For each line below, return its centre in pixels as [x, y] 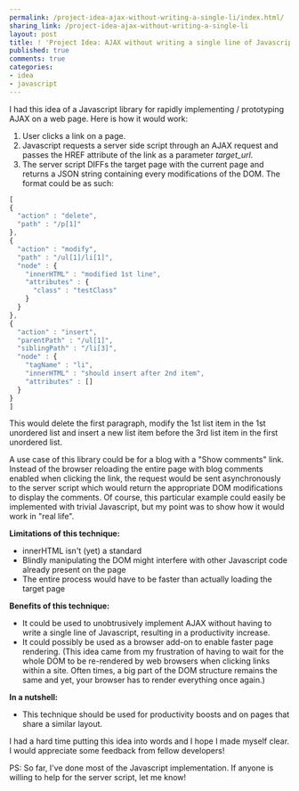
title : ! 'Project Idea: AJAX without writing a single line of [131, 42]
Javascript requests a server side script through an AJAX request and [150, 145]
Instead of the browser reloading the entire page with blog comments [137, 469]
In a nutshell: [34, 697]
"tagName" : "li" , [59, 365]
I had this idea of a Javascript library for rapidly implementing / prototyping [147, 109]
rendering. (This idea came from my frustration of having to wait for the [153, 652]
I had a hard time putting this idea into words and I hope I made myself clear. [149, 741]
